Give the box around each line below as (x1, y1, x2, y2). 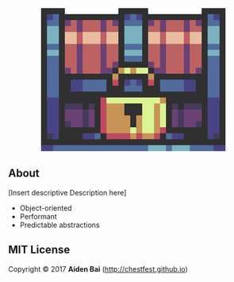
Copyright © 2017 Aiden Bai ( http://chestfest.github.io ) (8, 264, 188, 273)
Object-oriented (19, 203, 73, 213)
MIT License (8, 243, 71, 257)
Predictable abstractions (19, 220, 101, 230)
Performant (19, 211, 57, 221)
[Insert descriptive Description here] (8, 187, 127, 197)
